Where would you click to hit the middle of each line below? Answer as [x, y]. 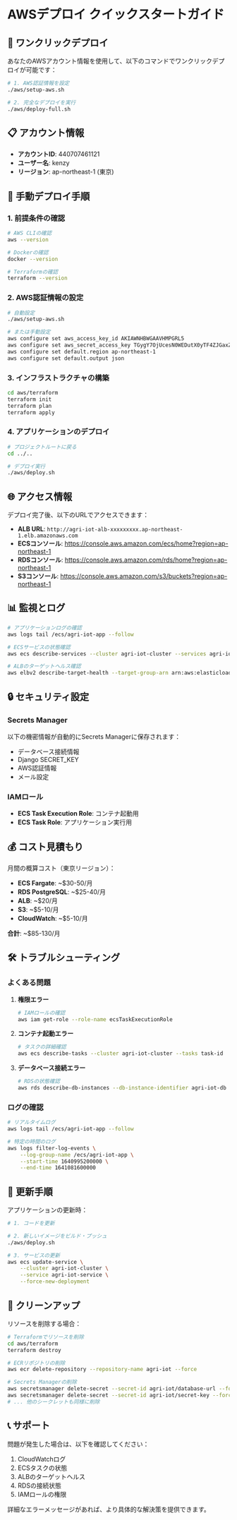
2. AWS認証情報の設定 [45, 298]
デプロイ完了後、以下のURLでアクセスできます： [78, 515]
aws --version [28, 240]
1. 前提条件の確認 [36, 218]
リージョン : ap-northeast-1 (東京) [66, 172]
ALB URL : [31, 529]
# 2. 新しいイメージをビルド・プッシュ [57, 1236]
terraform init [30, 399]
